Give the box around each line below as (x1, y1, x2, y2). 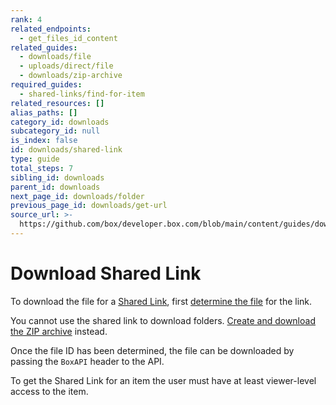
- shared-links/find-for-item (19, 89, 145, 99)
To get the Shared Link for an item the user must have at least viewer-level (10, 374, 317, 386)
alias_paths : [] (10, 107, 78, 118)
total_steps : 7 (10, 163, 74, 173)
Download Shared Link (10, 262, 202, 285)
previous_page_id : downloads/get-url (10, 201, 168, 211)
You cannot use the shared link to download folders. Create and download (10, 314, 316, 326)
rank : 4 (10, 14, 43, 25)
